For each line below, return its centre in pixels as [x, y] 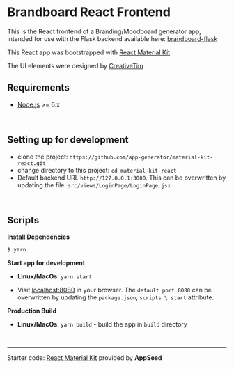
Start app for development [46, 263]
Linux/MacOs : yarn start [55, 276]
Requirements [38, 88]
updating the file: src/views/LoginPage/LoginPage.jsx [94, 184]
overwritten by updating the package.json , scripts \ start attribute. [116, 297]
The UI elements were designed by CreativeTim [76, 65]
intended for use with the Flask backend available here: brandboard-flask [112, 38]
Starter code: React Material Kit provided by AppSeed [85, 358]
